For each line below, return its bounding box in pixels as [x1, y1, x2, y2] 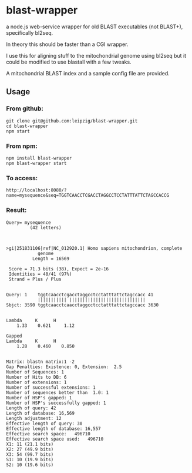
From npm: [6, 142, 38, 150]
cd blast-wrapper [6, 123, 49, 129]
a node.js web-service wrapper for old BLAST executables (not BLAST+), [6, 23, 183, 30]
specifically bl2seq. [6, 29, 53, 36]
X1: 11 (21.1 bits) [6, 441, 54, 447]
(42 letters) [29, 224, 62, 230]
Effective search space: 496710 [6, 431, 91, 436]
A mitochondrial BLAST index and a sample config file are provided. [6, 70, 170, 77]
